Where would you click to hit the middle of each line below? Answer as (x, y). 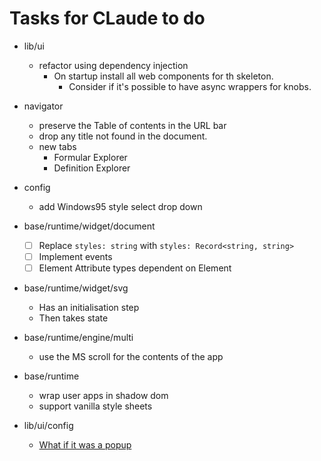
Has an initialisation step (89, 308)
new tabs (57, 146)
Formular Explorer (90, 157)
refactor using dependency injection (113, 65)
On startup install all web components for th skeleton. (163, 76)
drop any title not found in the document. (123, 136)
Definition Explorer (92, 168)
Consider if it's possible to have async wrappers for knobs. (190, 86)
